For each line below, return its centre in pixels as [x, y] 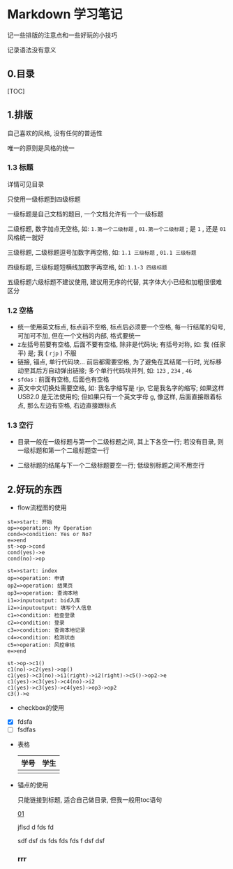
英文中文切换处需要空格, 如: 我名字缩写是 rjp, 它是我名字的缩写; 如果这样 [121, 388]
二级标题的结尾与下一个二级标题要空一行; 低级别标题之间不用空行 [111, 466]
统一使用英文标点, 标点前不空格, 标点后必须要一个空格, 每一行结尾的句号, [121, 327]
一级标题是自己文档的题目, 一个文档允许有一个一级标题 [85, 214]
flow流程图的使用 [42, 507]
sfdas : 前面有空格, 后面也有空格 [63, 379]
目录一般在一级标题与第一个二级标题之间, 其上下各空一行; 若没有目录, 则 [120, 442]
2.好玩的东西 [35, 489]
